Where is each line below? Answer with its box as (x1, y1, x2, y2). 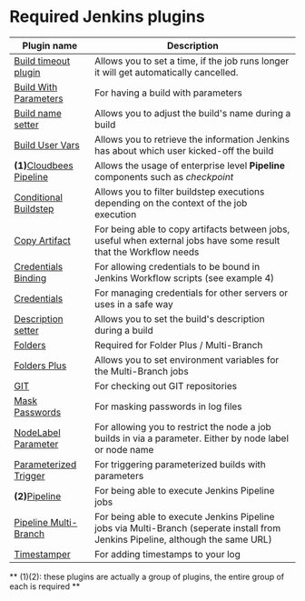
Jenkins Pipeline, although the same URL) (93, 533, 272, 546)
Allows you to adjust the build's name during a (93, 106, 291, 119)
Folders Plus (14, 359, 67, 372)
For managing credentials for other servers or (93, 286, 289, 299)
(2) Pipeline (14, 489, 62, 502)
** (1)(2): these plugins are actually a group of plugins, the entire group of (9, 571, 285, 582)
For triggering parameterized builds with (93, 457, 266, 470)
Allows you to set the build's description (93, 312, 265, 325)
